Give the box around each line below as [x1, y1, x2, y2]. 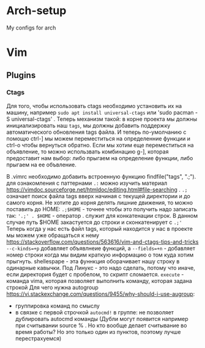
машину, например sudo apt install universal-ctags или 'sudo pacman [6, 109, 194, 116]
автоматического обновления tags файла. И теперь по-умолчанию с [6, 128, 187, 136]
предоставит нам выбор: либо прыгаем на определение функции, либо [6, 154, 193, 161]
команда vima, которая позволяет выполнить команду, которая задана [6, 277, 193, 284]
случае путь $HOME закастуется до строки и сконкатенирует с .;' [6, 218, 182, 226]
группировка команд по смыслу [15, 302, 100, 309]
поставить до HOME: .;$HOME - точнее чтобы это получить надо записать [6, 205, 197, 212]
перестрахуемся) [15, 334, 62, 342]
